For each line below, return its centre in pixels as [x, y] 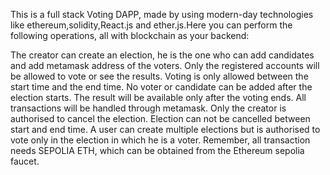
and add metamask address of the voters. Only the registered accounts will [165, 65]
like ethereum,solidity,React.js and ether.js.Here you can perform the [151, 25]
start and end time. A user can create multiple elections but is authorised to [165, 129]
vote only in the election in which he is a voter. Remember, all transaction [160, 140]
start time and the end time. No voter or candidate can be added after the [161, 87]
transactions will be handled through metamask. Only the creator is [148, 108]
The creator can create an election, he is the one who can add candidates [162, 55]
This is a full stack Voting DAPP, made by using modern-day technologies [162, 14]
